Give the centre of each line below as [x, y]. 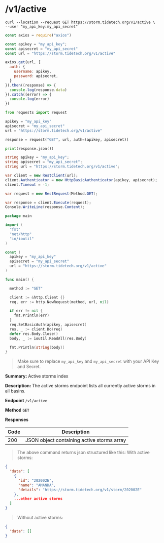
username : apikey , [33, 72]
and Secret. [29, 367]
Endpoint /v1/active [26, 401]
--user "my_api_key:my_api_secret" [42, 26]
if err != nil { [26, 311]
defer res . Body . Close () [34, 334]
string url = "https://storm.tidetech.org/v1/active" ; [63, 167]
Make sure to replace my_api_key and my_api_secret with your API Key [88, 361]
